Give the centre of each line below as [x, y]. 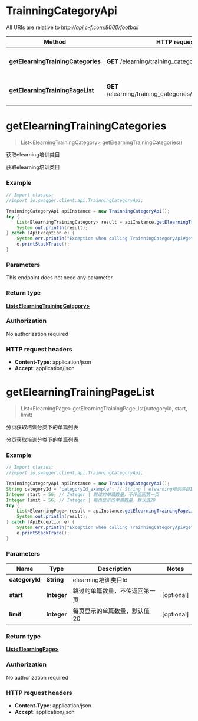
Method [55, 41]
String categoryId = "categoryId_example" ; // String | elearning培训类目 [98, 489]
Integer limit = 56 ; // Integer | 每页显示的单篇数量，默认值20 [81, 500]
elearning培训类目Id [100, 580]
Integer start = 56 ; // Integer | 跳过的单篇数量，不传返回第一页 [82, 494]
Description [114, 569]
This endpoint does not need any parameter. [60, 278]
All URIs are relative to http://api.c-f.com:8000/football [72, 27]
